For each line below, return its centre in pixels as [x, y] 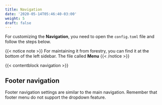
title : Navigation [24, 9]
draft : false [18, 23]
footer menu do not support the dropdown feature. [56, 97]
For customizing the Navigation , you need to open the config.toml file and [80, 37]
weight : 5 [15, 18]
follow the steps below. [28, 42]
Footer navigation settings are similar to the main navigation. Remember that [81, 92]
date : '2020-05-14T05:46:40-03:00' [41, 14]
